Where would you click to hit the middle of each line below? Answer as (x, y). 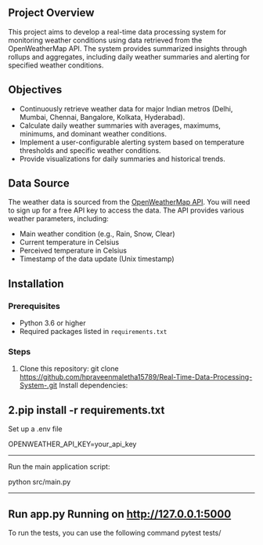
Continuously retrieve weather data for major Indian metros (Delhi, (126, 108)
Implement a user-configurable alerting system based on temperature (132, 142)
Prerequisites (34, 306)
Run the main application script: (59, 467)
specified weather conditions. (56, 65)
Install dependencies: (93, 385)
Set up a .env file (35, 429)
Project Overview (51, 13)
